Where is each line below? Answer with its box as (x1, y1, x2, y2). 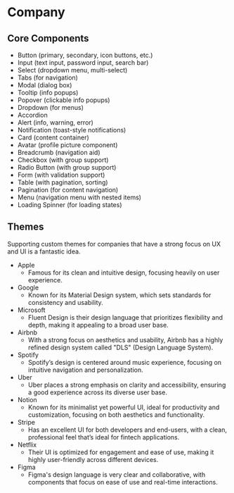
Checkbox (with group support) (17, 156, 109, 164)
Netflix (17, 440, 37, 449)
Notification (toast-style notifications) (17, 126, 126, 134)
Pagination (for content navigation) (17, 186, 119, 194)
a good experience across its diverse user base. (27, 388, 167, 397)
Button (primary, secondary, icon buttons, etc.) (17, 51, 153, 59)
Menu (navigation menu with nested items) (17, 193, 142, 201)
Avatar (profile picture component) (17, 141, 118, 149)
